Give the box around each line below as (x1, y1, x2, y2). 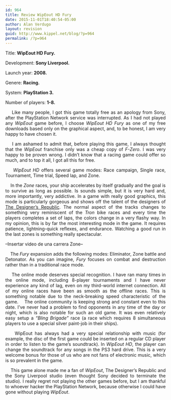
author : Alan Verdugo (5, 21, 51, 27)
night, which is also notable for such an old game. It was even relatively (5, 309, 166, 315)
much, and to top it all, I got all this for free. (5, 157, 96, 163)
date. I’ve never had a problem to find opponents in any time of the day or (5, 304, 166, 310)
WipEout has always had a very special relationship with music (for (14, 330, 166, 336)
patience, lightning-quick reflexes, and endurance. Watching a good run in (5, 226, 166, 232)
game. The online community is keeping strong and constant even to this (5, 298, 166, 305)
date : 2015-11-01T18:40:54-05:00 (5, 17, 76, 22)
